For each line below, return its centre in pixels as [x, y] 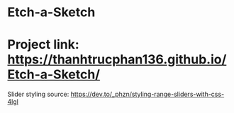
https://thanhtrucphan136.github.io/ [117, 60]
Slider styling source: [38, 94]
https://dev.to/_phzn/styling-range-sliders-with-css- [147, 94]
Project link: [43, 45]
